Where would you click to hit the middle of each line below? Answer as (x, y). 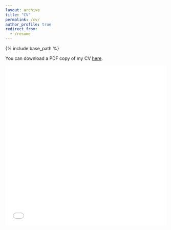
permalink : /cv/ (23, 19)
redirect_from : (22, 29)
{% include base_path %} (32, 48)
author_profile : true (28, 24)
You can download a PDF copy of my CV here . (54, 58)
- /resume (20, 34)
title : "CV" (18, 15)
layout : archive (23, 10)
